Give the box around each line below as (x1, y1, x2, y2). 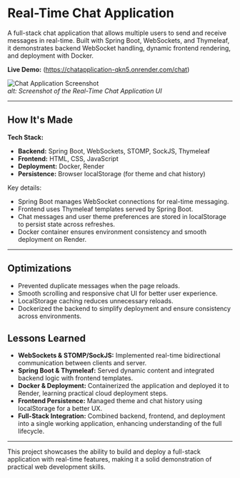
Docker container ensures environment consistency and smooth (17, 227, 207, 236)
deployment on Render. (17, 235, 87, 243)
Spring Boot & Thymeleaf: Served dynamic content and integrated (17, 366, 214, 375)
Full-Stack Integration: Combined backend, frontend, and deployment (17, 412, 226, 420)
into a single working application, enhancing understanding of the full (17, 419, 222, 428)
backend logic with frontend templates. (17, 374, 134, 382)
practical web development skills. (7, 462, 106, 472)
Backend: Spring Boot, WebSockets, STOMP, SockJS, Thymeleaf (17, 146, 211, 155)
